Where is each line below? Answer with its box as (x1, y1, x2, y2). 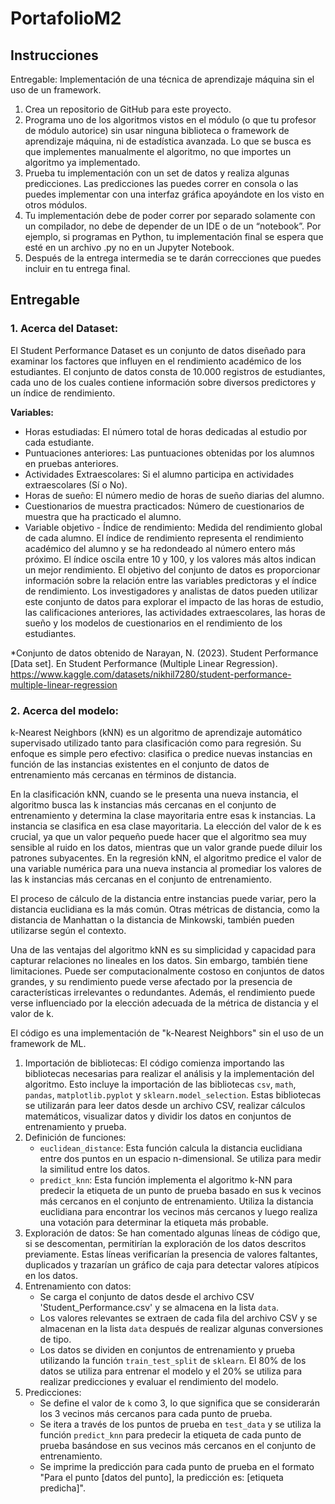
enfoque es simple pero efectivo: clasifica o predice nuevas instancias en (10, 747, 313, 759)
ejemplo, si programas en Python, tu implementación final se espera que (24, 231, 324, 242)
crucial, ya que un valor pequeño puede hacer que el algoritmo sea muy (10, 830, 307, 842)
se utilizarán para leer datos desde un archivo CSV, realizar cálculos (24, 1099, 306, 1111)
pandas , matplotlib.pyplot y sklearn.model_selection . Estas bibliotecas (24, 1088, 322, 1101)
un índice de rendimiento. (10, 387, 116, 399)
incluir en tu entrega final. (24, 263, 131, 274)
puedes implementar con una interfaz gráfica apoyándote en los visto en (24, 188, 325, 200)
